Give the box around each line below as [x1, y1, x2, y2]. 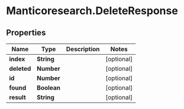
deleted [9, 65, 31, 72]
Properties [6, 28, 46, 38]
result [9, 93, 27, 101]
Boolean [36, 84, 61, 92]
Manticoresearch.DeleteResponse [6, 4, 179, 18]
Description [66, 45, 100, 53]
